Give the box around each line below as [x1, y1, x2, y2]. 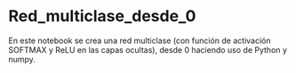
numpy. [8, 54, 36, 64]
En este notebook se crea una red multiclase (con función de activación [8, 35, 271, 46]
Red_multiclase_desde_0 [8, 6, 196, 26]
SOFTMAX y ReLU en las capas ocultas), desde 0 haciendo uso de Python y [8, 44, 288, 55]
